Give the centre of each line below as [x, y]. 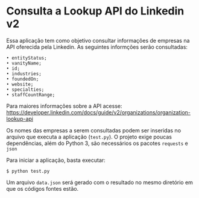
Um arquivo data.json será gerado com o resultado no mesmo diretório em [99, 182]
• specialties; [25, 89]
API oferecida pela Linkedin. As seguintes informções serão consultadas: [97, 47]
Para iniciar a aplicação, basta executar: [56, 160]
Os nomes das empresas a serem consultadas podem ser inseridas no [94, 130]
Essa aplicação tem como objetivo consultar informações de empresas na [98, 40]
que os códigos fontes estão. [43, 188]
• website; [20, 84]
